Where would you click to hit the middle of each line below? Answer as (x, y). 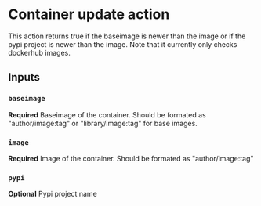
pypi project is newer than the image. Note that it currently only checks (123, 44)
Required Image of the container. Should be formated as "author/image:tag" (131, 158)
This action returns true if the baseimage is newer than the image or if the (127, 36)
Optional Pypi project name (53, 194)
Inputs (24, 77)
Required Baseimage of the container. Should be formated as (107, 114)
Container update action (89, 14)
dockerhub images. (39, 52)
